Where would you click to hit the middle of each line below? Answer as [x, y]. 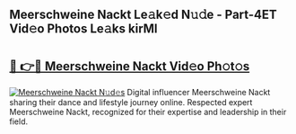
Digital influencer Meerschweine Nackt [199, 92]
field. [19, 121]
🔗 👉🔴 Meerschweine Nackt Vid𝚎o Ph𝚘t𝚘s [130, 66]
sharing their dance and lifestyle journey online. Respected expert [131, 102]
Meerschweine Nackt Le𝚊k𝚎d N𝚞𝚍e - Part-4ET [143, 15]
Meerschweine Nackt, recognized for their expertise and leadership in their [148, 112]
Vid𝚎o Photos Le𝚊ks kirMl [84, 29]
